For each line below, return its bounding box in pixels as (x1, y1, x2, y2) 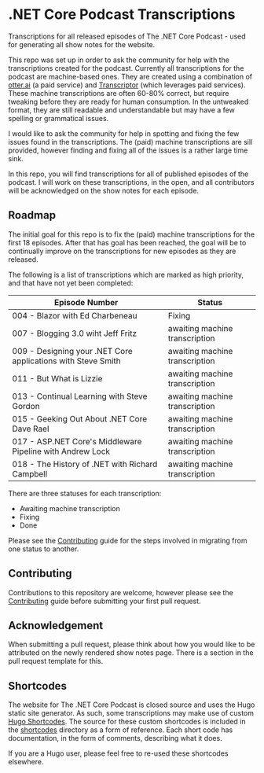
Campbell (12, 468, 48, 479)
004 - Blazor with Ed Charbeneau (12, 310, 137, 321)
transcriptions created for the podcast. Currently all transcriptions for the (8, 63, 244, 72)
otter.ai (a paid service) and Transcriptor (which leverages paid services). (8, 80, 246, 90)
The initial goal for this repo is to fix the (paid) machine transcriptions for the (8, 230, 255, 239)
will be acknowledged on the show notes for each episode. (8, 186, 199, 195)
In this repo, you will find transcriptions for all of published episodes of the (8, 169, 249, 179)
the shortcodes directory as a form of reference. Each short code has (8, 725, 233, 734)
